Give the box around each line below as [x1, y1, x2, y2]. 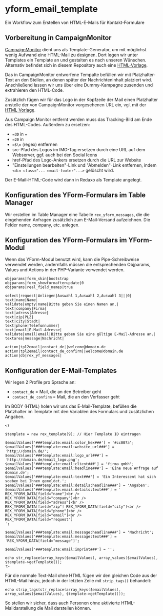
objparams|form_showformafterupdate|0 [5, 280, 84, 286]
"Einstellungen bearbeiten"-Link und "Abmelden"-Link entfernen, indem [12, 162, 157, 168]
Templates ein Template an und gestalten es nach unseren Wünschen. [5, 57, 146, 63]
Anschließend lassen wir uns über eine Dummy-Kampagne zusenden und [5, 82, 153, 88]
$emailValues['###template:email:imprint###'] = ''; [5, 547, 115, 552]
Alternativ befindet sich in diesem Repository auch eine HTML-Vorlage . [5, 62, 148, 68]
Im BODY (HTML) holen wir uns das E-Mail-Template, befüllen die [5, 403, 137, 409]
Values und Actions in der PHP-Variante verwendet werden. [5, 267, 125, 273]
